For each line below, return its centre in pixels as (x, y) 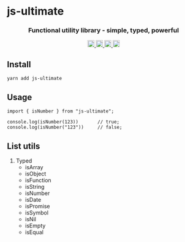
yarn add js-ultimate (35, 79)
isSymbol (36, 213)
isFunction (38, 180)
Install (19, 64)
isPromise (37, 206)
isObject (36, 174)
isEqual (34, 232)
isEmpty (35, 226)
